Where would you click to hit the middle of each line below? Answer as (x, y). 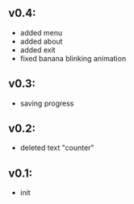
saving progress (47, 103)
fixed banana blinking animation (73, 58)
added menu (41, 32)
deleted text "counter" (57, 148)
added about (41, 41)
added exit (38, 50)
